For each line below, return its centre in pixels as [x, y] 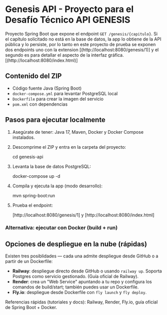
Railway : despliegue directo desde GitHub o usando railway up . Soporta [87, 271]
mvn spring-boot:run [34, 195]
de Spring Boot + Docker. [31, 307]
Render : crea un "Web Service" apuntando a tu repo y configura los [82, 282]
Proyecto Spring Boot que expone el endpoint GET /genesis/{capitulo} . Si [82, 34]
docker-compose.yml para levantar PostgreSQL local [65, 93]
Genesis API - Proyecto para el [69, 9]
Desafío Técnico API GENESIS [68, 20]
